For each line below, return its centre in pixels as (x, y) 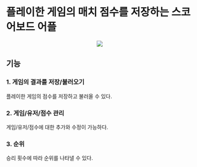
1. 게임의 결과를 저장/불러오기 (45, 82)
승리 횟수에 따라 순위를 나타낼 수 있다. (50, 158)
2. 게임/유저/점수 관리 (35, 113)
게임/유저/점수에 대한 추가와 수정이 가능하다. (57, 127)
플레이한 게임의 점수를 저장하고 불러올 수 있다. (59, 96)
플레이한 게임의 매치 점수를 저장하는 (88, 12)
